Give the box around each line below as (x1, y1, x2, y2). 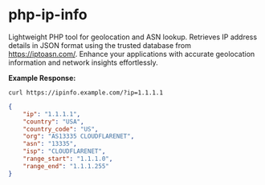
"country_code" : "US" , (22, 125, 99, 133)
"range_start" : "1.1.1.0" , (22, 155, 113, 163)
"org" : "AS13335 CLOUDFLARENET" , (22, 132, 135, 141)
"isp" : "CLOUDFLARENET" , (22, 147, 106, 155)
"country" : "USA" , (22, 118, 84, 126)
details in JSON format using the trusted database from (8, 40, 191, 50)
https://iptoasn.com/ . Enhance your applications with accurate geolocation (8, 49, 255, 58)
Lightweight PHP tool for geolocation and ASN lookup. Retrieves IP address (8, 32, 258, 42)
